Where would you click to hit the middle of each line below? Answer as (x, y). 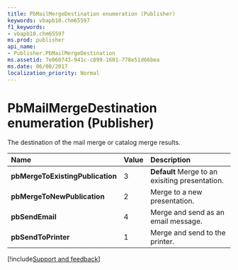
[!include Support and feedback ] (54, 259)
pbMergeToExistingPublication (64, 176)
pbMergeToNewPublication (58, 196)
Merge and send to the (188, 233)
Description (170, 160)
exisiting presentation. (187, 181)
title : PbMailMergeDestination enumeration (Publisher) (91, 14)
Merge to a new (176, 192)
